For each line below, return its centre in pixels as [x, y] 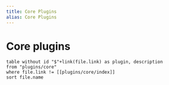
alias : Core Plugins [32, 17]
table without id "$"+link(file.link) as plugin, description [84, 62]
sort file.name [25, 77]
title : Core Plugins [32, 12]
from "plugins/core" [32, 67]
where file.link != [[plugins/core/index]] [61, 72]
